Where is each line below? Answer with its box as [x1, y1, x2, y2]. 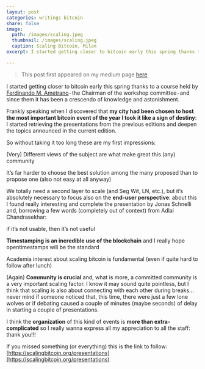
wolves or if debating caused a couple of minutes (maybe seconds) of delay [6, 299, 198, 307]
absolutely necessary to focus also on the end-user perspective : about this [6, 194, 197, 201]
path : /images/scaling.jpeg [12, 32, 84, 38]
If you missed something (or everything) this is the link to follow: [6, 343, 168, 350]
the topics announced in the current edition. [6, 126, 117, 134]
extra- [154, 318, 171, 325]
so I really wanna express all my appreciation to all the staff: [40, 324, 191, 332]
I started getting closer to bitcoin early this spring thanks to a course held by [6, 82, 198, 90]
